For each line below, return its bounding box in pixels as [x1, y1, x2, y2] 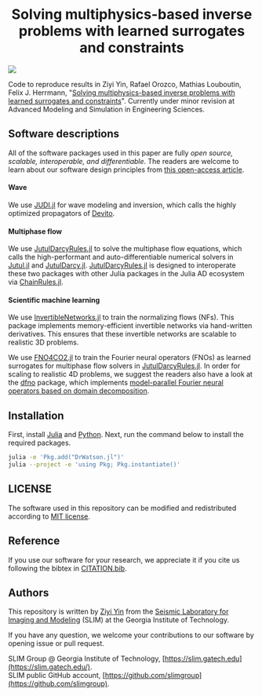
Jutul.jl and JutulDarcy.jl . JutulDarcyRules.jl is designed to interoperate [8, 261, 237, 270]
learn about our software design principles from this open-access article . [8, 165, 245, 174]
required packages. [8, 438, 71, 448]
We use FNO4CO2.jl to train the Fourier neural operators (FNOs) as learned [8, 353, 251, 363]
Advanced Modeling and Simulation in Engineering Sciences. [8, 104, 206, 114]
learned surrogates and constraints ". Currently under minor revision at [8, 96, 235, 105]
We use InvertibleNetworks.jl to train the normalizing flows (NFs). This [8, 312, 235, 322]
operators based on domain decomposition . [8, 386, 150, 395]
